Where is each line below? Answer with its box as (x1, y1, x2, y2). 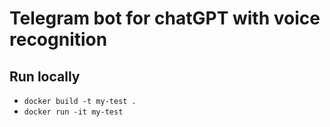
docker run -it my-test (23, 107, 124, 117)
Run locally (9, 68, 81, 85)
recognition (9, 28, 108, 51)
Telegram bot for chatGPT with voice (9, 7, 321, 30)
